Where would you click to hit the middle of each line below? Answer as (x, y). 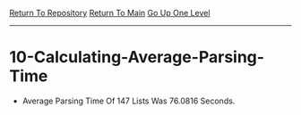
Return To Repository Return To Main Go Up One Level (110, 13)
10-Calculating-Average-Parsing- (137, 57)
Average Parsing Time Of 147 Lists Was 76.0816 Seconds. (129, 101)
